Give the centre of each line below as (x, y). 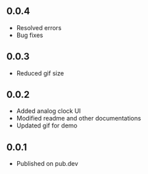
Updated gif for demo (47, 125)
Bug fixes (30, 35)
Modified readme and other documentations (78, 119)
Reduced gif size (40, 73)
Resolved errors (39, 27)
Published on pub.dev (47, 164)
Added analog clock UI (49, 111)
